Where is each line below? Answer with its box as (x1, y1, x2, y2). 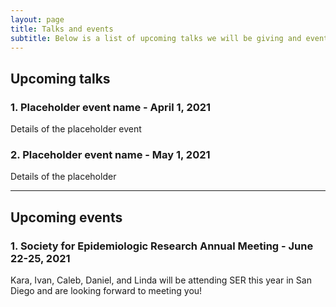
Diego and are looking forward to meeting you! (10, 285, 203, 297)
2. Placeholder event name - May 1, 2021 (10, 147, 211, 161)
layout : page (10, 14, 65, 25)
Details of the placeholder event (10, 123, 142, 135)
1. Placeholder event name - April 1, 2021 (10, 100, 212, 114)
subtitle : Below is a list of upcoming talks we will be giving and (10, 33, 302, 43)
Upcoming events (10, 209, 123, 226)
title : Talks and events (10, 24, 114, 34)
